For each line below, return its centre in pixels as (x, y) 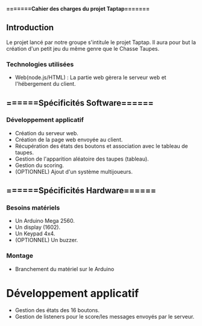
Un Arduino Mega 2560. (45, 221)
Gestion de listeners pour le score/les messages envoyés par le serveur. (105, 316)
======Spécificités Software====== (80, 103)
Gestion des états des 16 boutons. (57, 310)
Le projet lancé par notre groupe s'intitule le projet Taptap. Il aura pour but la (101, 42)
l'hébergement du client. (46, 84)
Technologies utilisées (40, 64)
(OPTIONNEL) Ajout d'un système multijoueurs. (74, 171)
